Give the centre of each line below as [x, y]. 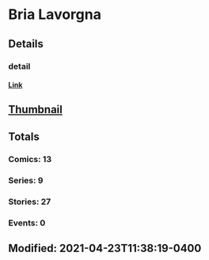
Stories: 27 [30, 202]
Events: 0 [27, 223]
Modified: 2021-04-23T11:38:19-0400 [105, 248]
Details [26, 44]
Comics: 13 [30, 159]
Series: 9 [26, 180]
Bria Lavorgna [55, 15]
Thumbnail [36, 109]
